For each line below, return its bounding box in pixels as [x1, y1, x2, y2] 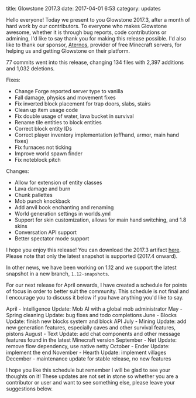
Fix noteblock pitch [14, 157, 61, 163]
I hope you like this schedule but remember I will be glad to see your [6, 366, 171, 373]
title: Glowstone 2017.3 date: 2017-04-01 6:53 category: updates [6, 5, 161, 12]
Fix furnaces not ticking [14, 144, 72, 151]
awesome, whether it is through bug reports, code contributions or [6, 29, 167, 36]
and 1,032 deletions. [6, 65, 55, 72]
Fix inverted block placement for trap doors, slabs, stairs [14, 100, 151, 107]
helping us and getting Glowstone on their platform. [6, 47, 130, 55]
